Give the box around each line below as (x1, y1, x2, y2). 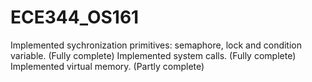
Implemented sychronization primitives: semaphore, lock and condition (10, 39, 302, 51)
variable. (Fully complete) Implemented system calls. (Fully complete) (10, 49, 297, 61)
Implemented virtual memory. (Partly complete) (10, 60, 205, 72)
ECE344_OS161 (10, 6, 140, 29)
